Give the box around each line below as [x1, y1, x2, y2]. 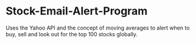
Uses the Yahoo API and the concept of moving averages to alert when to [5, 24, 190, 31]
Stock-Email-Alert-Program [5, 4, 148, 18]
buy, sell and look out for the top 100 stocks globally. [5, 30, 138, 37]
